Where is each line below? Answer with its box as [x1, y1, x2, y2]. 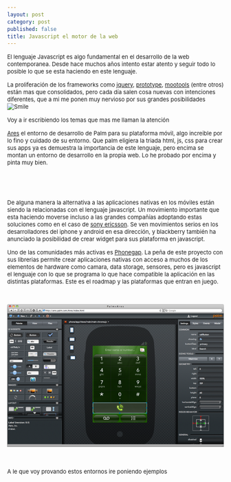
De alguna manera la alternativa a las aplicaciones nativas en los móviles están [7, 199, 214, 206]
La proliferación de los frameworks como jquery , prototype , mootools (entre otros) [7, 81, 224, 89]
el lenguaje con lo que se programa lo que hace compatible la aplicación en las [7, 270, 215, 278]
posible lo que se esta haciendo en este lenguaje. [7, 67, 137, 76]
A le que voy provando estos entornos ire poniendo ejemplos [7, 468, 168, 476]
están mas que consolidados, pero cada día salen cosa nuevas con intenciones [7, 88, 216, 96]
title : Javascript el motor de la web [7, 33, 118, 40]
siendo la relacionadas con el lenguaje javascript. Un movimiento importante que [7, 206, 220, 214]
